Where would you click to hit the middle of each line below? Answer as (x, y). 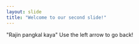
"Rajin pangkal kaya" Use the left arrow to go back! (70, 34)
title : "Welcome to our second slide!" (57, 17)
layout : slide (24, 12)
